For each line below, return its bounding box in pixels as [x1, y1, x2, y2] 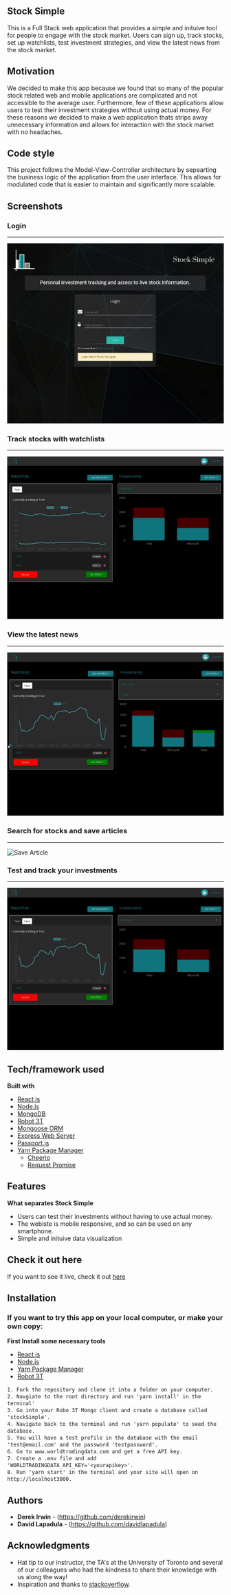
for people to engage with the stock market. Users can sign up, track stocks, [7, 31, 224, 39]
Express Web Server [16, 1131, 76, 1140]
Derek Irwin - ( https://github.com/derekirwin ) [16, 1512, 146, 1521]
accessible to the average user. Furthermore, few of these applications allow [7, 98, 224, 107]
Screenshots [7, 200, 63, 212]
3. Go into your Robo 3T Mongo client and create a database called [7, 1407, 208, 1414]
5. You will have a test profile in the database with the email [7, 1435, 198, 1442]
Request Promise [27, 1160, 76, 1169]
